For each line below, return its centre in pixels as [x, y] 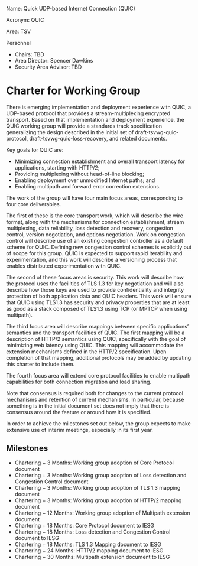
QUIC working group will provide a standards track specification [84, 126]
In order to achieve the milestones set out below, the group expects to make [98, 423]
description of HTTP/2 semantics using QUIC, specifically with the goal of [96, 339]
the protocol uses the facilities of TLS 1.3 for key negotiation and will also [95, 284]
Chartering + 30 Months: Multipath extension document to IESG [92, 557]
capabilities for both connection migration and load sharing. [79, 382]
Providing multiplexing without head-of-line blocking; [79, 174]
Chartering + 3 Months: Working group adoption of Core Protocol [94, 463]
